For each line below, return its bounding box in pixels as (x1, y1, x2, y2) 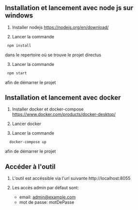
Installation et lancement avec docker (5, 93, 121, 101)
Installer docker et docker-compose (12, 106, 84, 112)
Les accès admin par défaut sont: (12, 185, 79, 191)
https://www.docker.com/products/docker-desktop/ (12, 112, 116, 117)
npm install (7, 43, 31, 48)
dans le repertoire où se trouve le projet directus (5, 52, 102, 58)
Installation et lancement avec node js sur (5, 4, 134, 12)
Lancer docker (12, 121, 41, 127)
